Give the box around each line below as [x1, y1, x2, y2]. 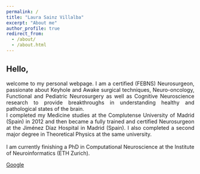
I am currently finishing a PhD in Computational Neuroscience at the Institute [6, 143, 195, 150]
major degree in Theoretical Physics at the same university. [6, 130, 152, 138]
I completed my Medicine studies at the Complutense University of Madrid [6, 111, 195, 119]
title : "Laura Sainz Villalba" [6, 14, 84, 20]
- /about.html [11, 42, 47, 48]
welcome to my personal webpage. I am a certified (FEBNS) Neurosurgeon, [6, 80, 195, 87]
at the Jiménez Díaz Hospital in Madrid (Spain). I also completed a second [6, 124, 195, 131]
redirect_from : [6, 31, 44, 37]
